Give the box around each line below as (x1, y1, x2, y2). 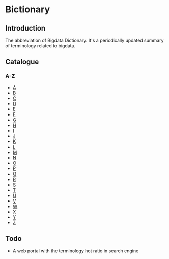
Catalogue (5, 57, 39, 66)
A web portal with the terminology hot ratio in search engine (12, 248, 139, 254)
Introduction (5, 24, 46, 33)
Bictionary (5, 4, 50, 15)
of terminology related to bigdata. (5, 43, 75, 49)
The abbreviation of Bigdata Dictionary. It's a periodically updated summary (5, 37, 164, 43)
